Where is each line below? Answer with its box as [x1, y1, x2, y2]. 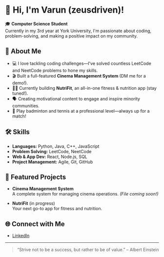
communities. [12, 102, 40, 109]
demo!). [12, 80, 28, 86]
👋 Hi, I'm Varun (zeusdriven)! [5, 4, 124, 16]
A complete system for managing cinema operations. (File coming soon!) [12, 191, 159, 197]
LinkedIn [12, 233, 30, 238]
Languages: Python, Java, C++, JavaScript [12, 143, 100, 149]
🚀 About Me [5, 47, 41, 56]
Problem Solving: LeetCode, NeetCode [12, 148, 92, 154]
